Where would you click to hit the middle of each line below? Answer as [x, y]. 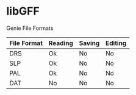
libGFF [23, 11]
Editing [116, 43]
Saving [89, 43]
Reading [61, 43]
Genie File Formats [30, 28]
